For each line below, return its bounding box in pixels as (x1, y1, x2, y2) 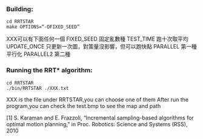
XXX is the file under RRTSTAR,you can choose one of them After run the (6, 96, 189, 103)
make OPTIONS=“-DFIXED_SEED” (6, 24, 80, 30)
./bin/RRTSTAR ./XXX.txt (6, 85, 69, 91)
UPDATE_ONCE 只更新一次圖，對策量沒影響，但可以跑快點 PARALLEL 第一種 (6, 43, 197, 50)
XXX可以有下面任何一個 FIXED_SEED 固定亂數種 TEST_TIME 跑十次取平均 (6, 35, 189, 42)
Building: (6, 5, 33, 13)
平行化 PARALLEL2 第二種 (6, 50, 71, 58)
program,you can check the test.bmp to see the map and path (6, 102, 161, 109)
